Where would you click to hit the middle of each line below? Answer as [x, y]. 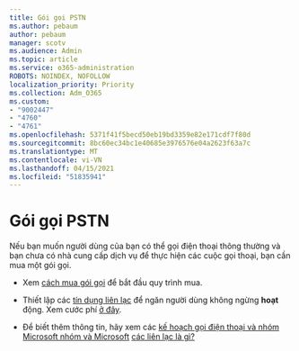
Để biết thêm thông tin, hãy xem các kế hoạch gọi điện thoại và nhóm [151, 327]
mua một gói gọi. [40, 265]
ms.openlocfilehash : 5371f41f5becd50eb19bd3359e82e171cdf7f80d [130, 135]
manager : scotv [38, 43]
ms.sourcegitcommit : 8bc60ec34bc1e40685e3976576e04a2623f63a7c [130, 143]
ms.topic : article [44, 59]
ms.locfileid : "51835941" [57, 176]
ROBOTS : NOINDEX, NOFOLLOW [60, 76]
